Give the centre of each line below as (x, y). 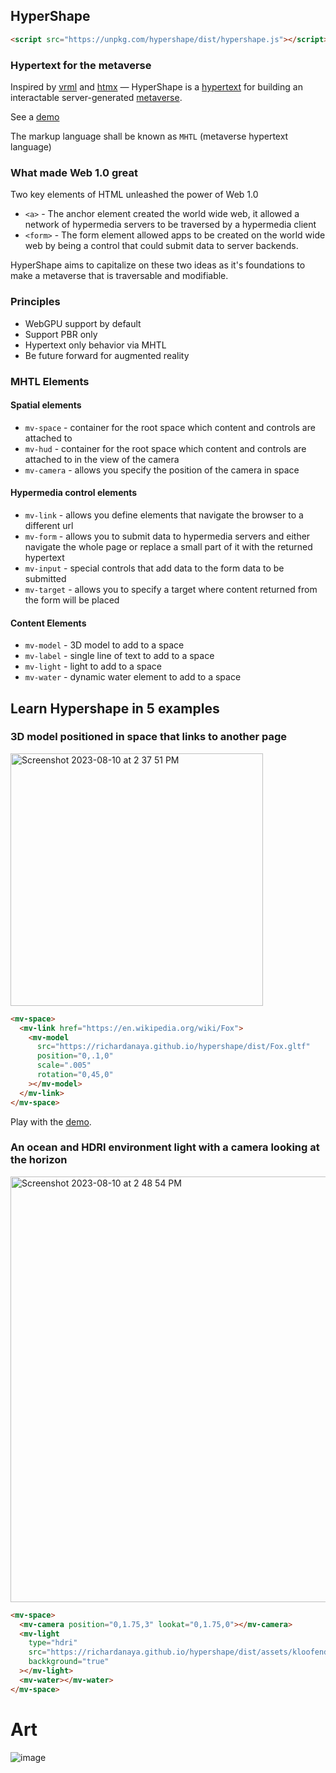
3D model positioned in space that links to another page (149, 737)
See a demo (35, 116)
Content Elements (48, 623)
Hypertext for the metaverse (81, 65)
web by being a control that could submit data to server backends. (161, 246)
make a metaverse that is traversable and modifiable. (119, 276)
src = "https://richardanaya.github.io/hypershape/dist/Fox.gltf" (173, 1047)
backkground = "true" (69, 1662)
